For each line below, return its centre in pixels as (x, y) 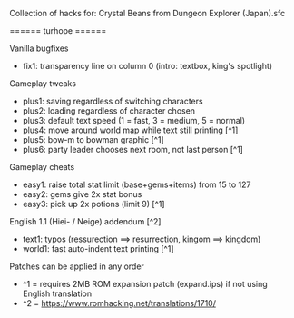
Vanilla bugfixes (39, 48)
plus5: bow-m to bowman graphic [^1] (93, 139)
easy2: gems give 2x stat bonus (82, 194)
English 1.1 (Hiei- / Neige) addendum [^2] (85, 221)
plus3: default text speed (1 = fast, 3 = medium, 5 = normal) (134, 120)
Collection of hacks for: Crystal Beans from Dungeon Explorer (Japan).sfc (147, 13)
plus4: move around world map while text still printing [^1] (130, 130)
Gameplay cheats (42, 167)
